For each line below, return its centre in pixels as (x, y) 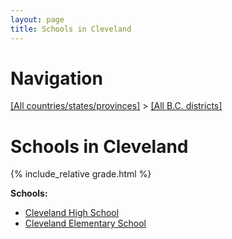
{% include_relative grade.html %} (81, 174)
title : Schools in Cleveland (71, 29)
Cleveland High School (72, 213)
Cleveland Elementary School (85, 223)
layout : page (37, 19)
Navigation (56, 78)
